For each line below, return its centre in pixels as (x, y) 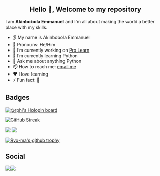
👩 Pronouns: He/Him (34, 44)
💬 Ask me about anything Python (47, 61)
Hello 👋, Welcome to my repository (85, 9)
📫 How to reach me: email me (44, 66)
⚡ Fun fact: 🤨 (26, 80)
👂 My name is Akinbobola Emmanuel (51, 37)
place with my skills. (26, 27)
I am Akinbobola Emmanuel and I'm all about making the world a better (80, 21)
